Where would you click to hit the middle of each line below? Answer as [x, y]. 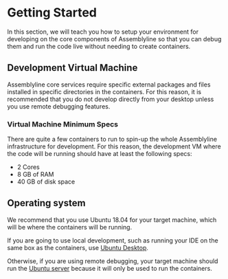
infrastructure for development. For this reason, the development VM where [114, 146]
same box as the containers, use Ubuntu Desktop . [78, 247]
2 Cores [28, 167]
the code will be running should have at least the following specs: [100, 154]
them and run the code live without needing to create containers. [99, 46]
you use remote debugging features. [59, 106]
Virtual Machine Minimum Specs [63, 124]
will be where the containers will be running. [70, 227]
